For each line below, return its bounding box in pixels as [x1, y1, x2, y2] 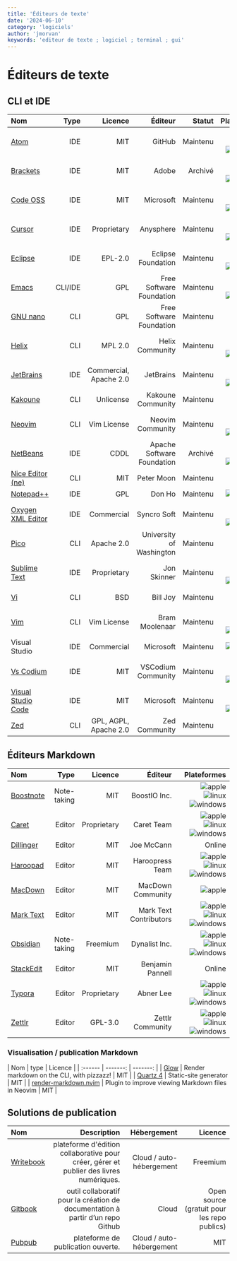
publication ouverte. [54, 1242, 121, 1252]
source [203, 1195, 226, 1205]
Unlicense [96, 395, 130, 405]
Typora [11, 988, 35, 998]
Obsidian [11, 939, 41, 949]
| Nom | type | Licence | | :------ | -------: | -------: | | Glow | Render [7, 1064, 205, 1072]
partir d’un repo [68, 1213, 121, 1223]
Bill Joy [151, 593, 176, 603]
